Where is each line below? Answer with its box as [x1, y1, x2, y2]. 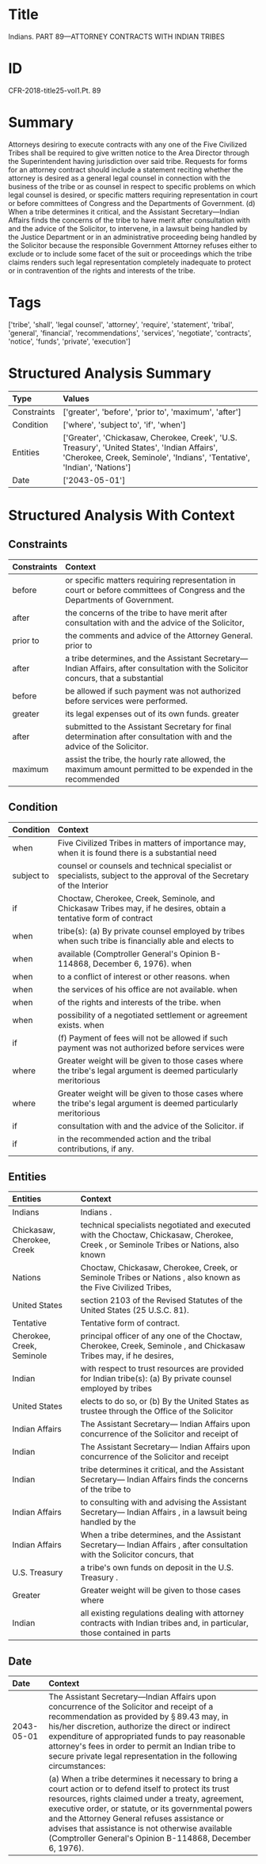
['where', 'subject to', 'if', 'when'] [63, 419, 186, 430]
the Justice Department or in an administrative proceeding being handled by [8, 232, 257, 242]
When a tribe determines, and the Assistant [80, 1530, 241, 1541]
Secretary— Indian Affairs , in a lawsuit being [80, 1507, 248, 1518]
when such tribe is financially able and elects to [58, 935, 234, 946]
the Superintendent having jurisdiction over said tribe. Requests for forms [8, 156, 248, 165]
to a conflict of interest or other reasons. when [58, 971, 230, 982]
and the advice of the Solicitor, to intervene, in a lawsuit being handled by [8, 223, 248, 233]
